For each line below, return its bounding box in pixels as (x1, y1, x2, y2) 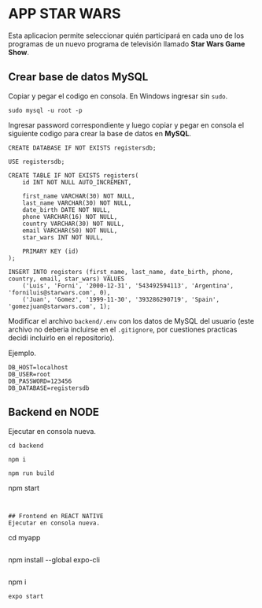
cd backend (8, 442, 44, 450)
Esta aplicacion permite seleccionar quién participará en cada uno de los (8, 31, 245, 40)
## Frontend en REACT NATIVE (8, 512, 104, 520)
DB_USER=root (8, 370, 51, 378)
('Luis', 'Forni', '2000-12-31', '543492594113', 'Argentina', (22, 281, 234, 290)
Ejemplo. (8, 348, 37, 358)
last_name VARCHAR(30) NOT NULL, (22, 198, 132, 207)
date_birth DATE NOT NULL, (22, 206, 111, 213)
